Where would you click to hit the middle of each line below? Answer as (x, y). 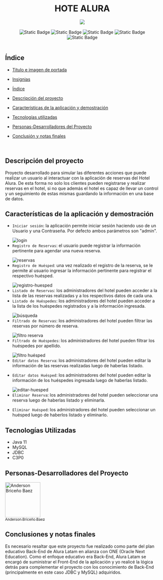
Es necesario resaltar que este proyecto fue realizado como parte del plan (80, 546)
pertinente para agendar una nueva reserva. (57, 251)
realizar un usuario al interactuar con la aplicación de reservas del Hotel (78, 178)
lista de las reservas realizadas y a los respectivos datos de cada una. (82, 296)
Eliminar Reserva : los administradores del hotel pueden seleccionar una (85, 395)
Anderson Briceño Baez (25, 519)
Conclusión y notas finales (39, 136)
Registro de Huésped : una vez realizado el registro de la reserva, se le (82, 266)
